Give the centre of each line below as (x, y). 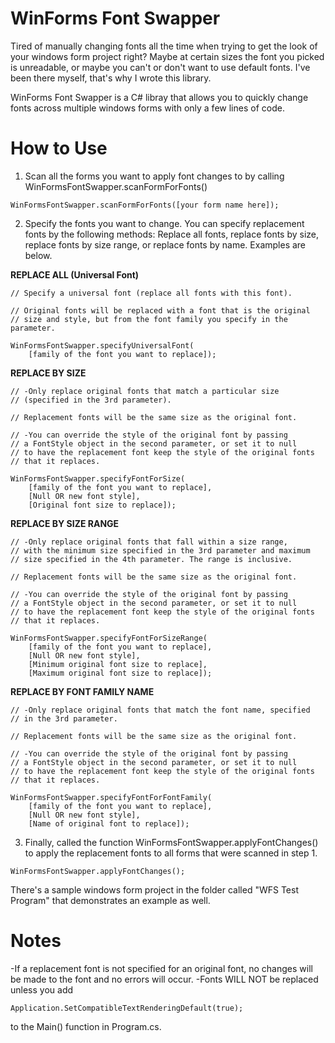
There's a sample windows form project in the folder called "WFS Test (155, 889)
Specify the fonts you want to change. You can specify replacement (164, 223)
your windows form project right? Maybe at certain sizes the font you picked (167, 56)
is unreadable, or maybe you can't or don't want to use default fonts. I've (160, 67)
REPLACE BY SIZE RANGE (65, 523)
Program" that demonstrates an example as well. (110, 900)
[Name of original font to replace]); (109, 823)
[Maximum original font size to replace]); (120, 673)
